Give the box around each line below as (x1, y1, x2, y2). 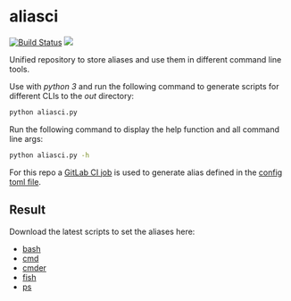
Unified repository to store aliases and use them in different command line (9, 54, 282, 64)
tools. (9, 63, 30, 74)
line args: (9, 133, 44, 144)
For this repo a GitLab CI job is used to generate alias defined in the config (9, 167, 283, 178)
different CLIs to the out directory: (9, 90, 135, 101)
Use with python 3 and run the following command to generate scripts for (9, 80, 279, 91)
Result (9, 203, 46, 218)
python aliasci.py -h (9, 150, 90, 160)
